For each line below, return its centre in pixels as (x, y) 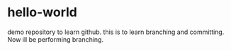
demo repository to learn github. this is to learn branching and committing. (116, 32)
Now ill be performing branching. (56, 39)
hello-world (43, 12)
